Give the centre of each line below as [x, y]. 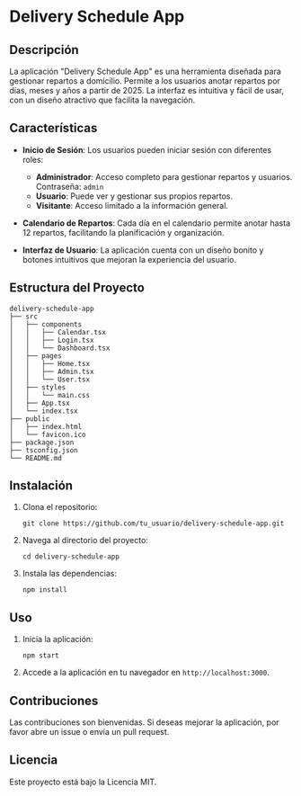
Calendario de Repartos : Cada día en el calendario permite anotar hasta [156, 223]
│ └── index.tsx [44, 411]
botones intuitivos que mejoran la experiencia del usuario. [129, 259]
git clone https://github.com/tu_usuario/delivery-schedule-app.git [153, 523]
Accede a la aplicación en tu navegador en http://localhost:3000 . [146, 673]
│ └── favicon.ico [48, 434]
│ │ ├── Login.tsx [52, 340]
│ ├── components [46, 324]
